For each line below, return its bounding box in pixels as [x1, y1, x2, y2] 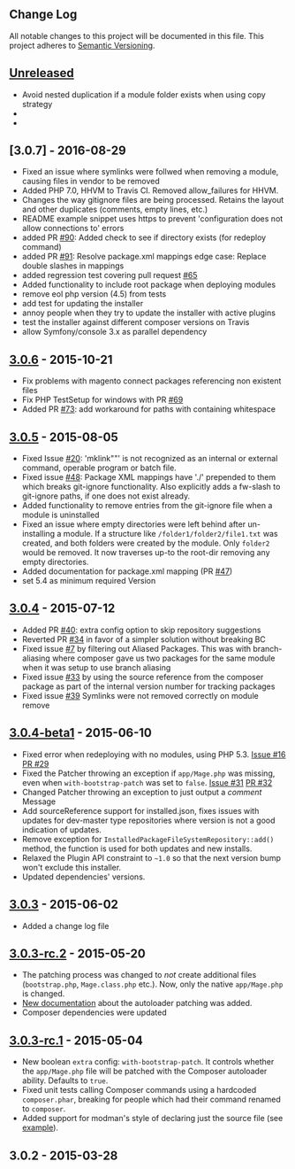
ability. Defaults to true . [21, 1075, 109, 1086]
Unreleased [9, 66, 75, 81]
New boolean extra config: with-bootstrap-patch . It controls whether [21, 1057, 275, 1067]
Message [21, 796, 56, 807]
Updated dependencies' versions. [21, 871, 146, 882]
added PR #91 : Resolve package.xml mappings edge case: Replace [21, 252, 267, 262]
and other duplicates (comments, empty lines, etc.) [21, 204, 208, 215]
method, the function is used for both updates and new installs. [21, 843, 253, 854]
